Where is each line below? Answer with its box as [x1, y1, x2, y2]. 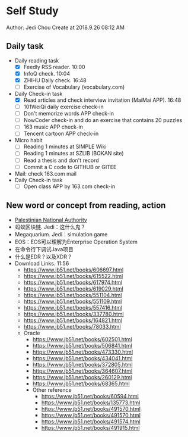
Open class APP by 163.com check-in [23, 183, 116, 190]
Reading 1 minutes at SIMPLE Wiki [23, 143, 107, 150]
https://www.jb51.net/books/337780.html [23, 310, 124, 317]
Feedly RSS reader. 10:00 [23, 63, 85, 70]
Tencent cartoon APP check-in [23, 130, 99, 138]
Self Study [6, 4, 59, 18]
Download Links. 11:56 [14, 260, 69, 267]
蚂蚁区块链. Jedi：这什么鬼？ [14, 223, 86, 230]
